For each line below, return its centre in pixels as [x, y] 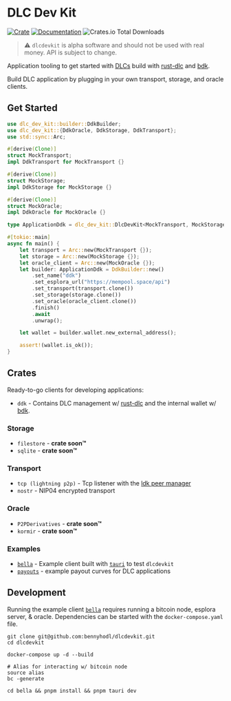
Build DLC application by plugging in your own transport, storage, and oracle [115, 79]
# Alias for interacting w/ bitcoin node [67, 667]
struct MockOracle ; [35, 206]
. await [41, 314]
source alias [26, 673]
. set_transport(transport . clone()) [83, 289]
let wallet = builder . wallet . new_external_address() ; [98, 333]
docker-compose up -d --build [51, 655]
